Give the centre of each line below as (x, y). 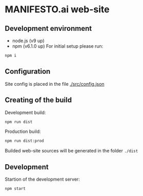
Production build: (23, 131)
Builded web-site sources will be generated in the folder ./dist (71, 151)
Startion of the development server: (42, 179)
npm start (15, 189)
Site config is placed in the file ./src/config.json (55, 84)
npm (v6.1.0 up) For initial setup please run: (58, 46)
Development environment (48, 28)
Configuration (28, 72)
